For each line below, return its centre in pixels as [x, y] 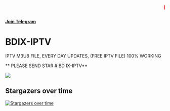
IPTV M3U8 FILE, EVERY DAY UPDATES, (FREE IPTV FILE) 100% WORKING [83, 55]
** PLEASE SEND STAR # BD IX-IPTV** [46, 66]
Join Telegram [21, 21]
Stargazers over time [39, 91]
